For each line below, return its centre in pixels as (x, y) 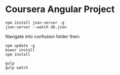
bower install (20, 50)
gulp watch (17, 67)
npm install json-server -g (35, 23)
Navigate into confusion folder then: (43, 36)
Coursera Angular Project (60, 9)
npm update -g (20, 46)
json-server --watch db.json (36, 27)
